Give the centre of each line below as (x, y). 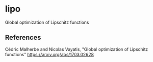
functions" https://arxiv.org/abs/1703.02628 (50, 54)
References (23, 38)
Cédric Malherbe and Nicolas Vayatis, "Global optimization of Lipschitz (76, 49)
